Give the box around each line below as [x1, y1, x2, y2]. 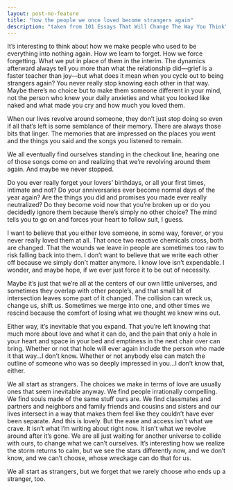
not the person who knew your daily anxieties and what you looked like [7, 94, 210, 102]
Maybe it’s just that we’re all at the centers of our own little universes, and [7, 279, 217, 288]
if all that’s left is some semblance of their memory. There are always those [7, 122, 221, 131]
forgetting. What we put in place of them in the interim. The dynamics [7, 57, 206, 65]
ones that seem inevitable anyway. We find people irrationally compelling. [7, 387, 218, 396]
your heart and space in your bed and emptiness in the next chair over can [7, 337, 221, 345]
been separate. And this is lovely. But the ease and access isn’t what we [7, 417, 214, 425]
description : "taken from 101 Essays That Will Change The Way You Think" [7, 23, 228, 30]
